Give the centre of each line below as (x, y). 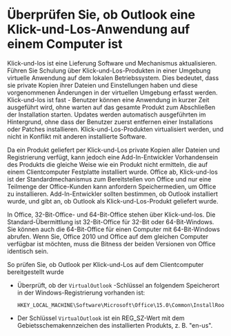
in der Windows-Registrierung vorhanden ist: (81, 293)
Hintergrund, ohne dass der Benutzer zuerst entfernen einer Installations (110, 121)
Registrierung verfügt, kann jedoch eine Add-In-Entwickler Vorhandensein (113, 157)
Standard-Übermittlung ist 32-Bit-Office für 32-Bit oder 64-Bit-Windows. (111, 221)
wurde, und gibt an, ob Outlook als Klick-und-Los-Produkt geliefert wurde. (113, 201)
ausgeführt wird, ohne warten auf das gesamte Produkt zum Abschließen (111, 107)
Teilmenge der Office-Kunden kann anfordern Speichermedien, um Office (112, 186)
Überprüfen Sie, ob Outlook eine (101, 15)
